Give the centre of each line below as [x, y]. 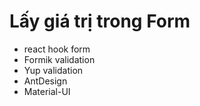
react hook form [57, 49]
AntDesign [45, 81]
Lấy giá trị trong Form [100, 21]
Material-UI [47, 91]
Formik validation [59, 59]
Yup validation [53, 70]
